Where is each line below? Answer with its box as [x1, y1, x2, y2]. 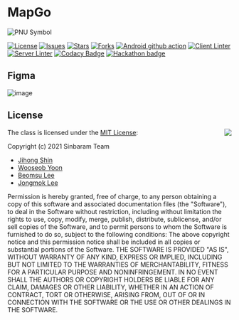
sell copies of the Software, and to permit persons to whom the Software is [7, 222, 228, 231]
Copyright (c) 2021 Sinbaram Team [7, 142, 110, 150]
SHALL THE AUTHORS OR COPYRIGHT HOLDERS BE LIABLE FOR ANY [7, 275, 215, 284]
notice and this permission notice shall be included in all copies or [7, 238, 201, 246]
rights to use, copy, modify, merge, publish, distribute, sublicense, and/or [7, 215, 222, 223]
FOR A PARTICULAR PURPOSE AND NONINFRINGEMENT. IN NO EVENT [7, 267, 218, 276]
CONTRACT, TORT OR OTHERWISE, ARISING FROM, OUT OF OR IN [7, 290, 206, 299]
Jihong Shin [17, 156, 53, 164]
